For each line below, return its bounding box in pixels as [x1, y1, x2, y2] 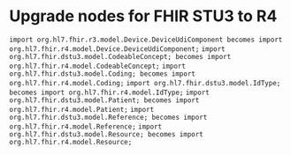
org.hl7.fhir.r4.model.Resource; [9, 137, 133, 146]
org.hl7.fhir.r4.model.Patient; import [9, 105, 155, 114]
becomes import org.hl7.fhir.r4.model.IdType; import [9, 88, 210, 97]
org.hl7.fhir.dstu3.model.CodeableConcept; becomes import [9, 52, 232, 61]
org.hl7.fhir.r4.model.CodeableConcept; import [9, 62, 186, 70]
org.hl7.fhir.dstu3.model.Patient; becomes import [9, 95, 200, 105]
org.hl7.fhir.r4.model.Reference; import [9, 122, 162, 131]
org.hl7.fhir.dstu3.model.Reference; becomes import [9, 113, 208, 122]
